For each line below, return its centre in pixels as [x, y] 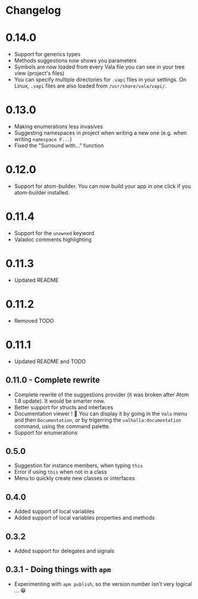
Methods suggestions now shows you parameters [76, 61]
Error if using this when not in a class [61, 472]
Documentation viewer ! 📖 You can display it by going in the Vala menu [101, 413]
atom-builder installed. [42, 192]
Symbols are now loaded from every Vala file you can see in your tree [99, 67]
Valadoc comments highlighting [53, 239]
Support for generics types [47, 54]
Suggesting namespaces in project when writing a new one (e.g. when [100, 133]
